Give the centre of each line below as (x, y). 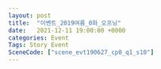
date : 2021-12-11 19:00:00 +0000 (67, 30)
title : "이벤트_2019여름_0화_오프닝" (65, 23)
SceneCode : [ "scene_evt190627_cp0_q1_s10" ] (81, 52)
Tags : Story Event (38, 45)
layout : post (30, 15)
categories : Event (38, 38)
